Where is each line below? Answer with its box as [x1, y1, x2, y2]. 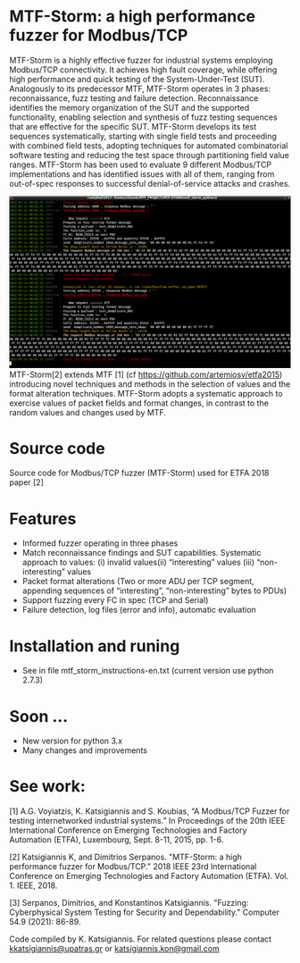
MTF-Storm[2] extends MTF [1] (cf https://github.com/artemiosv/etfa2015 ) [9, 369, 283, 380]
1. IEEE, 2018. [9, 880, 58, 891]
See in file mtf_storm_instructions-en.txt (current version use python [21, 666, 274, 676]
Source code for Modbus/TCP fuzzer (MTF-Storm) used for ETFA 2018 [9, 467, 270, 479]
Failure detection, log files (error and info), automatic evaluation [21, 605, 256, 615]
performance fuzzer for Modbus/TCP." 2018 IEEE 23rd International [9, 861, 257, 872]
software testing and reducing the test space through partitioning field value [9, 149, 290, 160]
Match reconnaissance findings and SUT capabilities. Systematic [21, 548, 262, 558]
